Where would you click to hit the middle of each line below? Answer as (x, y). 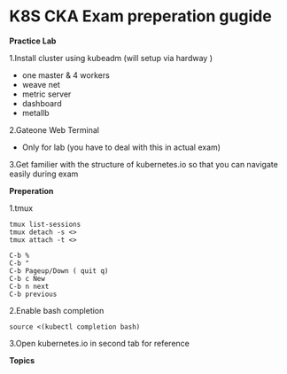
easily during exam (44, 174)
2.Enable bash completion (57, 310)
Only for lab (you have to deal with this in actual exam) (121, 147)
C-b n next (29, 286)
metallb (36, 113)
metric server (47, 94)
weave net (41, 84)
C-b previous (33, 294)
